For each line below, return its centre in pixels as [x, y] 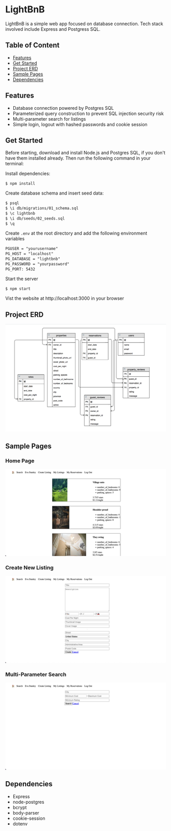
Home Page [20, 460]
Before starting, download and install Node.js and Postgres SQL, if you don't [86, 153]
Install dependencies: [28, 173]
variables [15, 239]
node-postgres [28, 802]
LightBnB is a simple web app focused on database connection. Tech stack [84, 24]
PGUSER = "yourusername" [32, 249]
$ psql [12, 203]
